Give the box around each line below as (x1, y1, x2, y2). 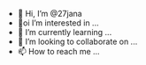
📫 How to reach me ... (17, 47, 100, 56)
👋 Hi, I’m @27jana (17, 9, 82, 18)
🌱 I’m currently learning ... (17, 27, 112, 37)
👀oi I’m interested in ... (17, 18, 99, 28)
